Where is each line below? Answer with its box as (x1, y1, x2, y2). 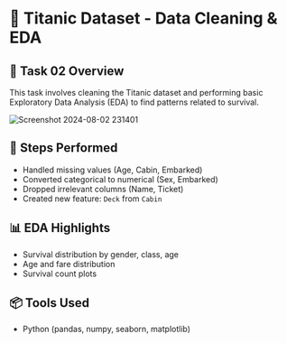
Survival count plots (22, 268, 97, 279)
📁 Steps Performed (9, 140, 118, 156)
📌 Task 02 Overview (9, 63, 125, 79)
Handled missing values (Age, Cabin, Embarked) (22, 164, 203, 175)
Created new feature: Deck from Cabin (22, 193, 162, 204)
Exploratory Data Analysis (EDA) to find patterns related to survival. (9, 97, 259, 107)
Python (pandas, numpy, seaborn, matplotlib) (22, 324, 191, 335)
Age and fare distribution (22, 258, 116, 269)
